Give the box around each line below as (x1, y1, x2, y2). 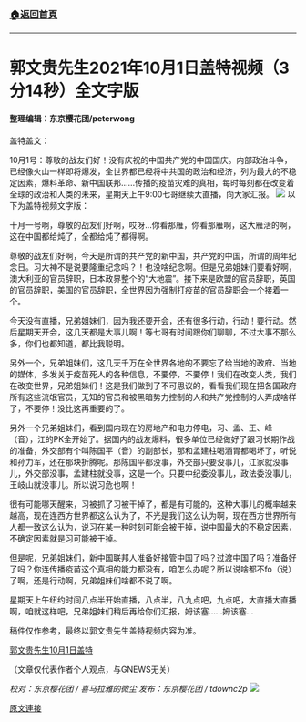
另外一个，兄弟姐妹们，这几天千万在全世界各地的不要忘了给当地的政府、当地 (9, 357, 297, 368)
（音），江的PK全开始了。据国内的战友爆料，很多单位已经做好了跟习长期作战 (9, 433, 296, 444)
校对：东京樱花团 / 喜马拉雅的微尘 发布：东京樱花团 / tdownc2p (9, 683, 248, 694)
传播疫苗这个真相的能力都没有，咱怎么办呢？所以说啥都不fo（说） (48, 563, 297, 574)
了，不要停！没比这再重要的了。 (9, 403, 129, 414)
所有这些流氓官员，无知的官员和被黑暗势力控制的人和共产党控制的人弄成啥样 (9, 391, 297, 402)
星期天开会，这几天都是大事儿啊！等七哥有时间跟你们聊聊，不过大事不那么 (16, 326, 297, 337)
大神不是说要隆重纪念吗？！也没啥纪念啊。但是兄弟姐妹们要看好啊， (40, 262, 297, 273)
